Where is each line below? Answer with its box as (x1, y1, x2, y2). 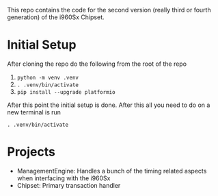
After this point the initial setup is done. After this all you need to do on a (7, 101, 210, 109)
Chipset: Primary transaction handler (16, 181, 121, 189)
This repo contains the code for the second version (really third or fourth (7, 6, 211, 14)
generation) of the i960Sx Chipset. (7, 13, 105, 21)
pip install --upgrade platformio (16, 88, 115, 95)
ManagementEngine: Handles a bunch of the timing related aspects (16, 167, 207, 175)
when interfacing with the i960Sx (16, 174, 111, 182)
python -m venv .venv (16, 74, 79, 81)
